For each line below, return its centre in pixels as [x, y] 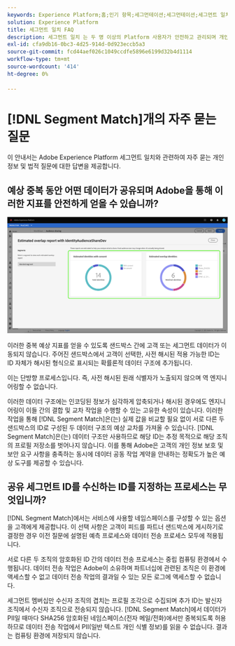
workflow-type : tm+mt [39, 60]
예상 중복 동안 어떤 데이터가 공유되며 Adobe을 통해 [110, 190]
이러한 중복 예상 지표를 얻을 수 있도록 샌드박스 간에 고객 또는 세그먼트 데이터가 [114, 345]
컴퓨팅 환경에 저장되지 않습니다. [57, 635]
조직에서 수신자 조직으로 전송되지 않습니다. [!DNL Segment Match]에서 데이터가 [117, 610]
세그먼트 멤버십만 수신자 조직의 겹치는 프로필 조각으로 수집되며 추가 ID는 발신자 [115, 600]
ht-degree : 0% [28, 74]
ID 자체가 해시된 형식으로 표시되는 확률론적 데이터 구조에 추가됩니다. [100, 363]
